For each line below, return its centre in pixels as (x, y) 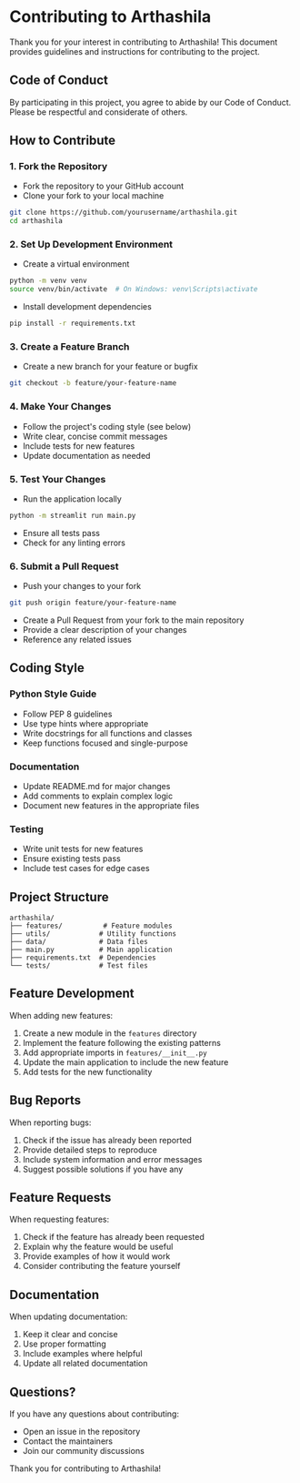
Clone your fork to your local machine (93, 196)
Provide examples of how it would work (96, 1256)
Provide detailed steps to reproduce (90, 1150)
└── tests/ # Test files (79, 966)
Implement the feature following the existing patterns (121, 1042)
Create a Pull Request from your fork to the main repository (133, 620)
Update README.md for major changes (96, 786)
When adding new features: (61, 1015)
